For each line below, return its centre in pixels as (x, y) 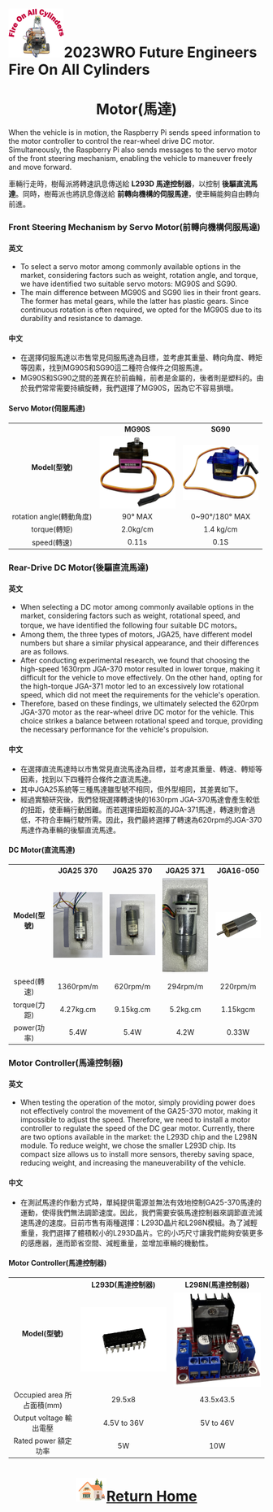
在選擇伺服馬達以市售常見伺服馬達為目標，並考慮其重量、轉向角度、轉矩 (141, 358)
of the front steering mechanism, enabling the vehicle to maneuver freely (131, 159)
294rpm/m (185, 986)
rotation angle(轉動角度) (52, 517)
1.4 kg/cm (221, 529)
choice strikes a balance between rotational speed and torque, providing (141, 721)
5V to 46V (217, 1423)
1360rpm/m (78, 986)
